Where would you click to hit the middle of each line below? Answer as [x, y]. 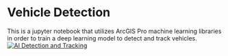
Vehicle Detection [59, 12]
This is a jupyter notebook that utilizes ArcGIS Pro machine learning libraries [114, 31]
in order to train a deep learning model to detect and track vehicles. [102, 38]
